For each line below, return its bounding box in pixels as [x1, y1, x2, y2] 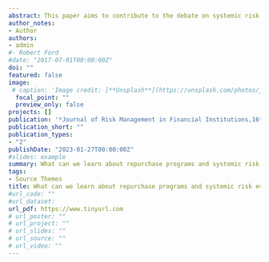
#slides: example [8, 153, 66, 161]
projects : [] [8, 109, 52, 117]
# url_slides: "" [8, 227, 66, 236]
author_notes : [8, 19, 56, 27]
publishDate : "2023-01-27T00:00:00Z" [8, 145, 134, 153]
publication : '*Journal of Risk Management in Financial [8, 116, 203, 124]
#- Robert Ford [8, 49, 59, 57]
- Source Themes [8, 175, 62, 184]
